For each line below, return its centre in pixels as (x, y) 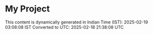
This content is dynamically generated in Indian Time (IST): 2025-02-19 (76, 22)
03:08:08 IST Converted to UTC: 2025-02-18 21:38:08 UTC (64, 27)
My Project (27, 9)
